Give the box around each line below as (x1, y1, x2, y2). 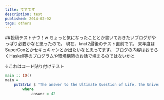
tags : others (5, 20, 32, 26)
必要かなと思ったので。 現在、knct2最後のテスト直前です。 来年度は (18, 41, 155, 47)
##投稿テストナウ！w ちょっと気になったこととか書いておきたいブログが (5, 35, 152, 40)
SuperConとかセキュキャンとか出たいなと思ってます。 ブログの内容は (5, 47, 145, 53)
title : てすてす (5, 7, 35, 12)
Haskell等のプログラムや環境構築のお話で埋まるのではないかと (9, 53, 135, 59)
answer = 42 (31, 91, 56, 96)
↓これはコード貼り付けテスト (5, 63, 64, 69)
